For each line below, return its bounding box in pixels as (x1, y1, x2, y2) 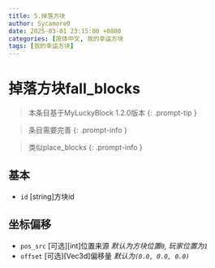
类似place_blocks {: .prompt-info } (28, 143, 144, 153)
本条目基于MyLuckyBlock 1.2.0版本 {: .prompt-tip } (28, 108, 197, 118)
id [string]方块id (19, 192, 75, 201)
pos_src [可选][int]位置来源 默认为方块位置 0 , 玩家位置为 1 (19, 240, 209, 250)
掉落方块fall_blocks (8, 80, 140, 98)
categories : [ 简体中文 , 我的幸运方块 (8, 34, 124, 43)
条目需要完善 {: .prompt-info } (28, 125, 128, 135)
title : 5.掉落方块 (8, 11, 67, 20)
